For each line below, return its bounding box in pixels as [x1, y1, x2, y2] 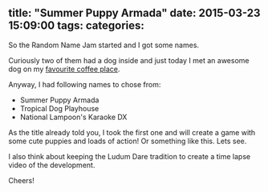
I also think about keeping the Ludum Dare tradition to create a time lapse [8, 151, 251, 161]
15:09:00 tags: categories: [8, 19, 144, 33]
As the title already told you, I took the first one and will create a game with [8, 127, 256, 137]
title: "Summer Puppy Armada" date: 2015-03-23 [8, 6, 261, 20]
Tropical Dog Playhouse [19, 103, 99, 113]
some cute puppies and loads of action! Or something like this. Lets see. [8, 136, 247, 146]
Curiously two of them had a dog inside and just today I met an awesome [8, 55, 250, 65]
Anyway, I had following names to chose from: [8, 79, 161, 89]
